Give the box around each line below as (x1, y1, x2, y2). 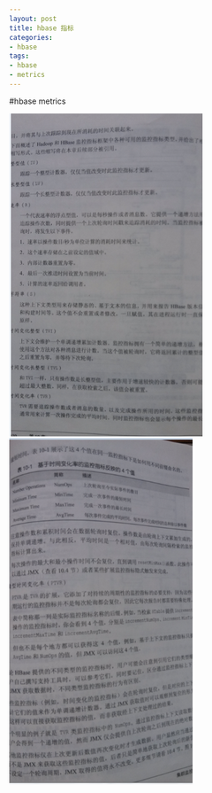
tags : (9, 51, 29, 61)
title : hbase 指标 (9, 23, 74, 33)
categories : (9, 33, 53, 42)
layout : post (9, 14, 57, 23)
